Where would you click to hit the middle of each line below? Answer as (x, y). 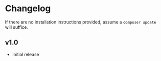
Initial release (25, 54)
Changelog (28, 9)
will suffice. (17, 27)
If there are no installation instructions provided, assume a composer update (81, 22)
